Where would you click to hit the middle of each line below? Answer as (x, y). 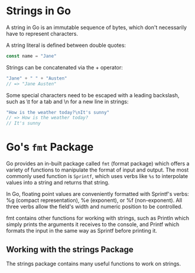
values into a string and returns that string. (58, 183)
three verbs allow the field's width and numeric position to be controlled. (95, 207)
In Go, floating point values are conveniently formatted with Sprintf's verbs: (97, 194)
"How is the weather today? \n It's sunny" (58, 112)
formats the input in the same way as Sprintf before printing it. (82, 231)
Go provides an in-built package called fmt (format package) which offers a (98, 164)
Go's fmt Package (50, 147)
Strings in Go (38, 11)
